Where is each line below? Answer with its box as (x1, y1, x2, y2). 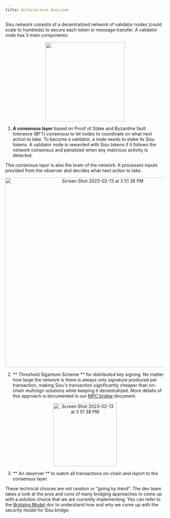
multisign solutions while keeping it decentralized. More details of (25, 387, 162, 394)
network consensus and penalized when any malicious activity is (12, 147, 148, 153)
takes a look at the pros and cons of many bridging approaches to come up (5, 491, 162, 497)
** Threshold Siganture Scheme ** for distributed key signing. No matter (12, 371, 164, 377)
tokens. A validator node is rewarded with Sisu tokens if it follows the (12, 141, 156, 147)
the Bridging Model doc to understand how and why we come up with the (5, 501, 158, 507)
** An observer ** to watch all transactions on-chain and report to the (12, 470, 158, 476)
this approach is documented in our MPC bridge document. (12, 393, 137, 399)
